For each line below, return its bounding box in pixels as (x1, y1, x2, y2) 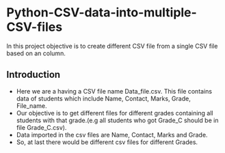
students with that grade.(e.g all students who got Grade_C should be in (16, 116, 219, 124)
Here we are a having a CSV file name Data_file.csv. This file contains (16, 87, 213, 95)
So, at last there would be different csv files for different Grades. (16, 138, 198, 146)
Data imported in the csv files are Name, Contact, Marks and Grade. (16, 130, 208, 139)
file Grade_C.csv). (16, 123, 67, 131)
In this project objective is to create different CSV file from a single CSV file (6, 42, 218, 50)
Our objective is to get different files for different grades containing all (16, 109, 213, 117)
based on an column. (6, 49, 66, 57)
